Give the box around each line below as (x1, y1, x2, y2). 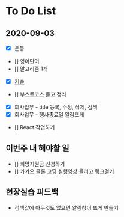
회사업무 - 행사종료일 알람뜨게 (14, 111, 84, 118)
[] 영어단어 (14, 58, 40, 65)
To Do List (5, 4, 56, 18)
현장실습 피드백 (5, 187, 59, 197)
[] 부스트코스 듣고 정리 (14, 91, 66, 98)
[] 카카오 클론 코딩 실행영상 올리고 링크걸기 (14, 168, 114, 175)
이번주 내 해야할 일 (5, 143, 69, 153)
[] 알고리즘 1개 (14, 65, 48, 73)
